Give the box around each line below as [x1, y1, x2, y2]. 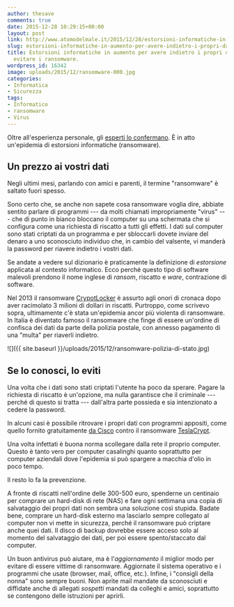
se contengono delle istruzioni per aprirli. [7, 592, 125, 600]
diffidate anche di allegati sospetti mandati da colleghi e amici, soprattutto [7, 584, 219, 593]
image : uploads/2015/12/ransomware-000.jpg [7, 68, 136, 75]
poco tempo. [7, 462, 44, 471]
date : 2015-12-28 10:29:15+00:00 [7, 23, 104, 30]
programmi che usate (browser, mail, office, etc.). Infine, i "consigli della [7, 569, 214, 578]
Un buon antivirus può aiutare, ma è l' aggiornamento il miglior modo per [7, 555, 214, 563]
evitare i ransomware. [13, 56, 79, 63]
